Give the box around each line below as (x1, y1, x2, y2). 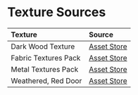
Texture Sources (7, 4, 106, 20)
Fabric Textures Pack (11, 53, 81, 63)
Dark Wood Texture (11, 42, 75, 51)
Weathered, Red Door (11, 75, 82, 85)
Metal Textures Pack (11, 64, 79, 74)
